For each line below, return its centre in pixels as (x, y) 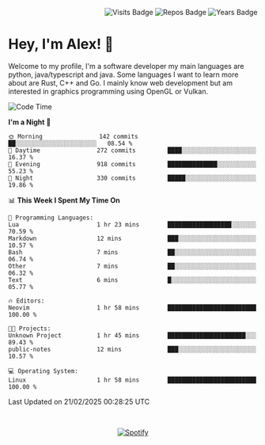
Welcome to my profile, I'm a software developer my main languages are (126, 66)
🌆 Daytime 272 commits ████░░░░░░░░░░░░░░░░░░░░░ (132, 150)
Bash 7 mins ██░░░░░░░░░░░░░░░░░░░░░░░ (132, 252)
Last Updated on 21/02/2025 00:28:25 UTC (79, 401)
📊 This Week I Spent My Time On (64, 200)
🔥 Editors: (26, 301)
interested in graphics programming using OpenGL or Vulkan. (108, 91)
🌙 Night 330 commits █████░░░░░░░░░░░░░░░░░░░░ (132, 178)
